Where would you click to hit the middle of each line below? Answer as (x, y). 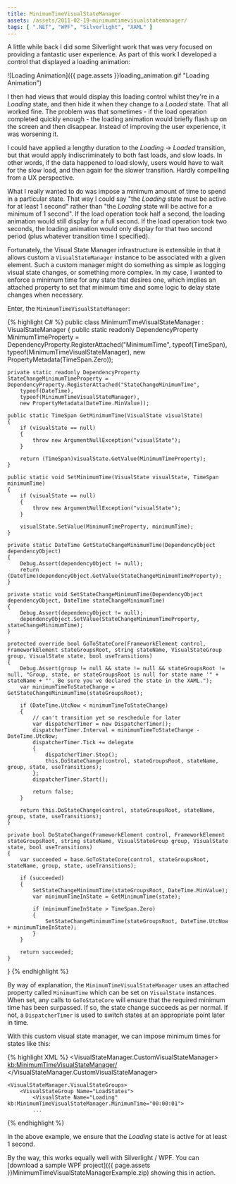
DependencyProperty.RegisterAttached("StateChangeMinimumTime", (104, 385)
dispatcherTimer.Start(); (71, 779)
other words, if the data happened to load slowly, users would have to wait (115, 163)
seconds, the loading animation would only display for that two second (110, 229)
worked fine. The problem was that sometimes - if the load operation (107, 112)
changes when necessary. (45, 295)
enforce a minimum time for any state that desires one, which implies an (112, 280)
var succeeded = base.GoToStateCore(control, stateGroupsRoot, (115, 860)
